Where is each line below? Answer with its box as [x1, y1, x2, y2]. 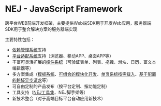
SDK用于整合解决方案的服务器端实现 [5, 26, 77, 32]
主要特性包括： [5, 36, 35, 42]
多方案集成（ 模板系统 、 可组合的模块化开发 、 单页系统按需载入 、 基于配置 [12, 71, 156, 77]
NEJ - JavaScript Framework [5, 3, 123, 15]
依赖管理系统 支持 [12, 47, 46, 53]
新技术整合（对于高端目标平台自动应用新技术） [12, 95, 105, 101]
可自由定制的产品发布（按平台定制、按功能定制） [12, 83, 110, 89]
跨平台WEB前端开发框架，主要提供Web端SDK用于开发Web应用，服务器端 [5, 20, 151, 26]
